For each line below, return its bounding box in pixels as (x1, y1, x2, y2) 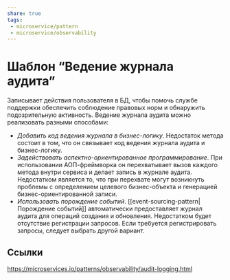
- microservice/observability (10, 29, 97, 36)
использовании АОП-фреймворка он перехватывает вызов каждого (16, 161, 218, 169)
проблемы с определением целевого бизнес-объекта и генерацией (16, 183, 218, 191)
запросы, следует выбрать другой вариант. (16, 226, 146, 235)
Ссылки (7, 246, 43, 258)
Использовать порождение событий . (16, 197, 127, 206)
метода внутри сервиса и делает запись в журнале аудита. (16, 168, 192, 176)
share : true (7, 10, 41, 17)
